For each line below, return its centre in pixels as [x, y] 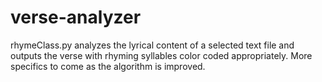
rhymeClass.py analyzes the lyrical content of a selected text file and [152, 45]
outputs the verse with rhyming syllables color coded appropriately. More [161, 55]
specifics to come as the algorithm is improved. [108, 66]
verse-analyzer [76, 17]
